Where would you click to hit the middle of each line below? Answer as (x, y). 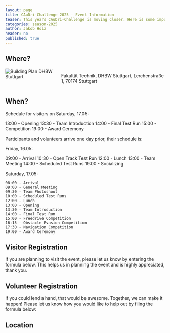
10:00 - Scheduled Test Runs (36, 196)
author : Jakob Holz (26, 29)
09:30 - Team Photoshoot (31, 192)
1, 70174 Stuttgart (79, 81)
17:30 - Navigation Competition (39, 227)
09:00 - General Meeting (31, 187)
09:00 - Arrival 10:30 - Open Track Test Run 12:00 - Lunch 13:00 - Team (80, 158)
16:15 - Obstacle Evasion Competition (46, 223)
